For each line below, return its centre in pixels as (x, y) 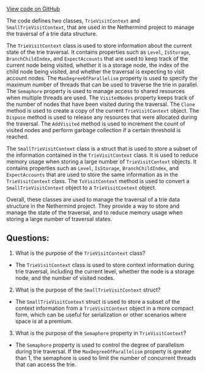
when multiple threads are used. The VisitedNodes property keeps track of (100, 98)
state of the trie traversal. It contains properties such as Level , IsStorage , (99, 52)
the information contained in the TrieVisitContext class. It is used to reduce (102, 155)
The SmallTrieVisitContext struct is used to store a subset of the (98, 301)
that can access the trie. (46, 364)
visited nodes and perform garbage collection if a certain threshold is (94, 130)
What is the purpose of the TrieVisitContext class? (80, 253)
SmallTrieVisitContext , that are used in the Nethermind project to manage (100, 27)
